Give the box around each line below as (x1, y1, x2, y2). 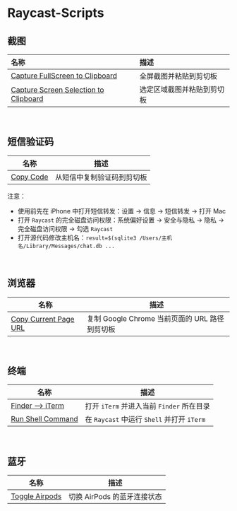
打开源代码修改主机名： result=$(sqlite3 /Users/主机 (17, 233, 173, 242)
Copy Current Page (11, 314, 75, 324)
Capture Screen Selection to (11, 85, 104, 95)
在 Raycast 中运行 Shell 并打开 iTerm (85, 415, 206, 425)
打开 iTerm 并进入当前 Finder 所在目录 (85, 401, 210, 411)
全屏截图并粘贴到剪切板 (139, 71, 217, 81)
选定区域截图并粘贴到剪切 (139, 85, 224, 94)
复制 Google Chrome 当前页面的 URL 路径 (87, 313, 224, 323)
